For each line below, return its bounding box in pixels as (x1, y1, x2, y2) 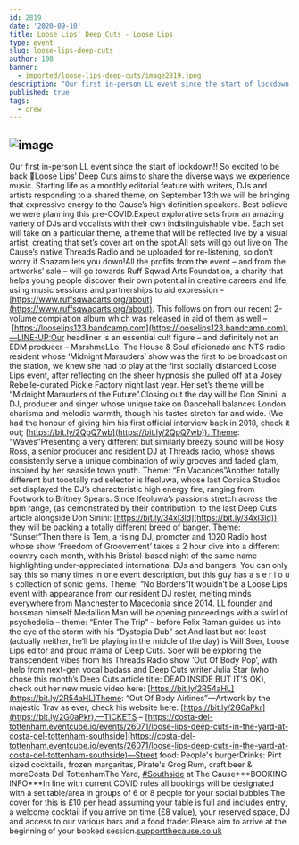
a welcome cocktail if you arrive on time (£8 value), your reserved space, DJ (9, 807, 290, 817)
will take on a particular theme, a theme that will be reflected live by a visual (9, 228, 288, 238)
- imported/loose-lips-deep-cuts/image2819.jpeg (17, 71, 202, 80)
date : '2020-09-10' (9, 21, 82, 30)
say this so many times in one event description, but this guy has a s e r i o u (9, 569, 290, 581)
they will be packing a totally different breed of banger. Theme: (9, 522, 241, 532)
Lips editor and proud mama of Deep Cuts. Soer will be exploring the (9, 645, 262, 657)
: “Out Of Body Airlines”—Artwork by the (120, 693, 270, 704)
